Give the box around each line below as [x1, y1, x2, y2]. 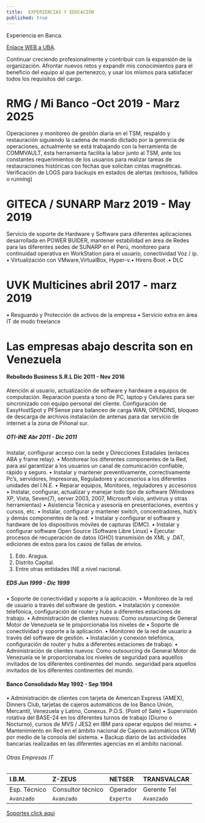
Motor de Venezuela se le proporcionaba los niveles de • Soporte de [6, 621, 179, 628]
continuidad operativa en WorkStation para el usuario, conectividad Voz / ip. [6, 250, 199, 257]
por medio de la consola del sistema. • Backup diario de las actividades [6, 733, 187, 741]
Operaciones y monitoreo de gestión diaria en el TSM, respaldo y [6, 130, 171, 137]
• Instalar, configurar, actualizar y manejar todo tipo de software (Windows [6, 488, 195, 495]
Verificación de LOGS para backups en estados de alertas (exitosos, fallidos [6, 169, 198, 176]
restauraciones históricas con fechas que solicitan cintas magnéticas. [6, 162, 182, 170]
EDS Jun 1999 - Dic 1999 [6, 579, 70, 587]
